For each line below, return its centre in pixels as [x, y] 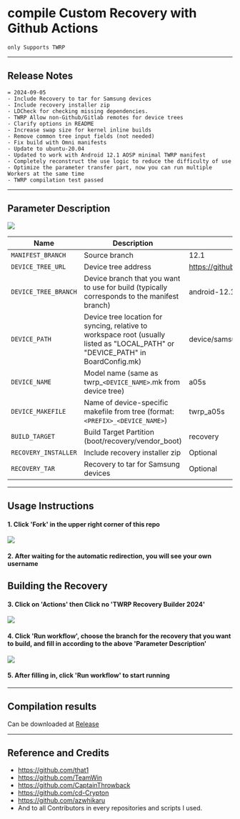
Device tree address [118, 267]
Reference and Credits [58, 753]
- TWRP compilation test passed [55, 180]
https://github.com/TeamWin [60, 778]
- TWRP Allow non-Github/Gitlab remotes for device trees [95, 117]
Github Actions [53, 28]
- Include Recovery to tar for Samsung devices [80, 99]
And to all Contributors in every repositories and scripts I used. [110, 808]
